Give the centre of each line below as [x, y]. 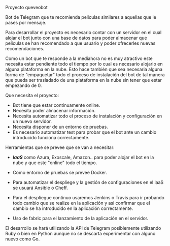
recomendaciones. [25, 49]
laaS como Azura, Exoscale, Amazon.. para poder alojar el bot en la [83, 157]
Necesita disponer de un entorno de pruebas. [60, 127]
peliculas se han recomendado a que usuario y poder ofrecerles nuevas [80, 43]
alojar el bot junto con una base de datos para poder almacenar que [76, 38]
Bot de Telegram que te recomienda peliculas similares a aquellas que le [81, 17]
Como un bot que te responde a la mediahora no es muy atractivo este [79, 58]
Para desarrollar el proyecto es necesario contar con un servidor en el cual [83, 32]
